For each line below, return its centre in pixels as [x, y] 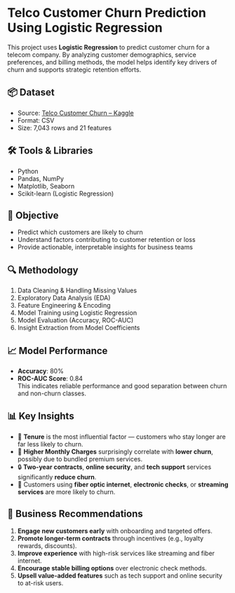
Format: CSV [36, 120]
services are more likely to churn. [66, 491]
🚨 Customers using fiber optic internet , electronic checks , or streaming [123, 484]
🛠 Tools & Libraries [50, 151]
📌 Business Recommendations [75, 514]
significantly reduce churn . [57, 477]
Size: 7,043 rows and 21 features [65, 128]
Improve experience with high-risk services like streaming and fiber [116, 553]
